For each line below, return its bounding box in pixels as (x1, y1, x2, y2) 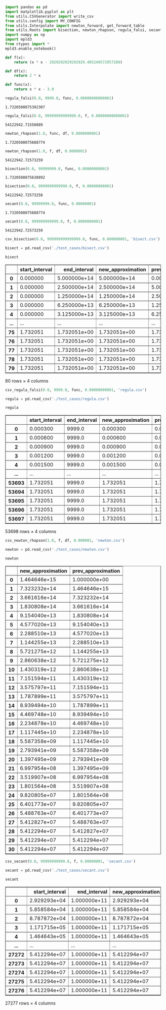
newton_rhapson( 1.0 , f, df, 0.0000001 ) (5, 149, 87, 154)
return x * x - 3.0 (14, 87, 54, 92)
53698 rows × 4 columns (5, 528, 57, 535)
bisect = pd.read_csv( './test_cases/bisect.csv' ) (5, 245, 110, 250)
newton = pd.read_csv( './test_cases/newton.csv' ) (5, 547, 110, 552)
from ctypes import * (5, 42, 50, 47)
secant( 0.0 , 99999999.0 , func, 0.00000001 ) (5, 201, 96, 207)
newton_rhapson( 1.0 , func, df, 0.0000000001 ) (5, 131, 100, 136)
